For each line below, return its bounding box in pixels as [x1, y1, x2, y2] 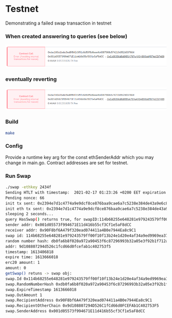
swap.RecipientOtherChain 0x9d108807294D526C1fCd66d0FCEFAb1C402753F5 [5, 303, 159, 308]
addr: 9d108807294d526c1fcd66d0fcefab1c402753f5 [5, 244, 111, 249]
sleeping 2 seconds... [5, 212, 54, 217]
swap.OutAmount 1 [5, 292, 42, 298]
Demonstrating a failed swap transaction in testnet [5, 20, 112, 26]
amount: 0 [5, 265, 27, 271]
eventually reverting [5, 75, 57, 82]
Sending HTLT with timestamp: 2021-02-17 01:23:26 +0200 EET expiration [5, 190, 166, 195]
